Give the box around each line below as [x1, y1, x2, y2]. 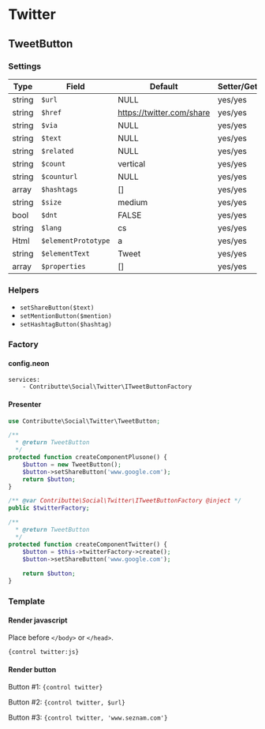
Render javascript [8, 615, 68, 625]
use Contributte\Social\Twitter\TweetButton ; [8, 417, 160, 425]
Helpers [8, 284, 39, 295]
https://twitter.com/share [118, 107, 211, 118]
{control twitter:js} [8, 649, 80, 656]
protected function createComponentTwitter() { [8, 540, 168, 548]
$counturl [41, 172, 78, 181]
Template [8, 596, 46, 607]
